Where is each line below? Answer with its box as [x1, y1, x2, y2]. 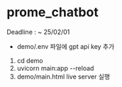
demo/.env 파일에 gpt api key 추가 [16, 42, 115, 50]
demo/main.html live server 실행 [16, 72, 111, 81]
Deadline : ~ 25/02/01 [6, 28, 70, 36]
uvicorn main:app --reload [16, 64, 94, 72]
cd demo [16, 56, 43, 64]
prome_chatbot [6, 4, 99, 21]
